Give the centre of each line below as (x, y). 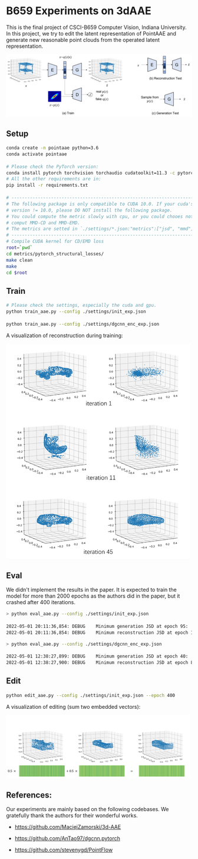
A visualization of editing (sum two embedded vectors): (73, 706)
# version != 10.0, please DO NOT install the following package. (89, 210)
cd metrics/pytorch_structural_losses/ (55, 254)
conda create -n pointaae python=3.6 (52, 148)
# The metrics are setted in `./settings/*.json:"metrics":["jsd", (91, 229)
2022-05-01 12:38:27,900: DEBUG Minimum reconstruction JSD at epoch (97, 663)
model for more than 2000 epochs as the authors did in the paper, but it (93, 596)
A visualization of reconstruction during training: (65, 335)
